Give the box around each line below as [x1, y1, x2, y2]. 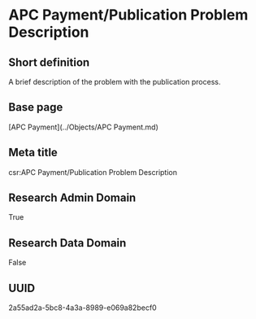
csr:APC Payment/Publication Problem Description [8, 167, 177, 177]
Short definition [8, 55, 90, 69]
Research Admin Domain [8, 191, 137, 205]
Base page [8, 100, 63, 115]
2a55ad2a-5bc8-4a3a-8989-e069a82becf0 [8, 303, 157, 312]
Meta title [8, 146, 59, 159]
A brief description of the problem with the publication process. [8, 77, 221, 86]
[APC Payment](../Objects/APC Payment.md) [8, 122, 158, 132]
